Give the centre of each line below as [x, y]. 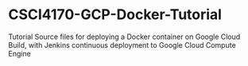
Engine [20, 53]
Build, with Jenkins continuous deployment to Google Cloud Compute [122, 45]
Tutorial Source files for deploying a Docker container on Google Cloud [124, 37]
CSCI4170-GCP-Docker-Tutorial [115, 15]
